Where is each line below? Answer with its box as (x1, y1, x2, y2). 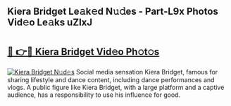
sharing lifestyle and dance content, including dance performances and (7, 76, 215, 84)
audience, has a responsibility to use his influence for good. (7, 91, 181, 99)
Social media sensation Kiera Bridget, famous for (76, 68, 218, 76)
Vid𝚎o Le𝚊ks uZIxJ (7, 17, 93, 29)
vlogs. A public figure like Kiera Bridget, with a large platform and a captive (7, 84, 225, 91)
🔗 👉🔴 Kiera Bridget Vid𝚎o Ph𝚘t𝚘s (7, 46, 160, 58)
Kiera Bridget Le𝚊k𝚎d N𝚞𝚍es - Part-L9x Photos (7, 6, 218, 18)
